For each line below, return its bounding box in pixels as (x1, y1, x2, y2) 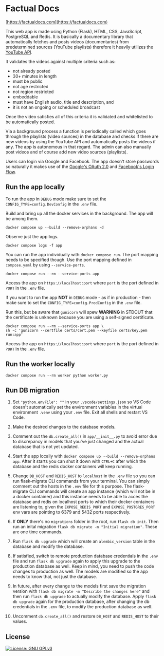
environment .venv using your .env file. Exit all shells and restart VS (12, 410, 148, 415)
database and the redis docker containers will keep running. (12, 464, 133, 469)
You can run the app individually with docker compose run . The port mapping (5, 251, 159, 257)
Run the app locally (5, 183, 65, 191)
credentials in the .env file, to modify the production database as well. (12, 604, 153, 610)
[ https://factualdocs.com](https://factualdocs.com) (5, 19, 108, 25)
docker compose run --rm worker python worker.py (5, 373, 109, 378)
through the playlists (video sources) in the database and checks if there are (5, 133, 159, 139)
